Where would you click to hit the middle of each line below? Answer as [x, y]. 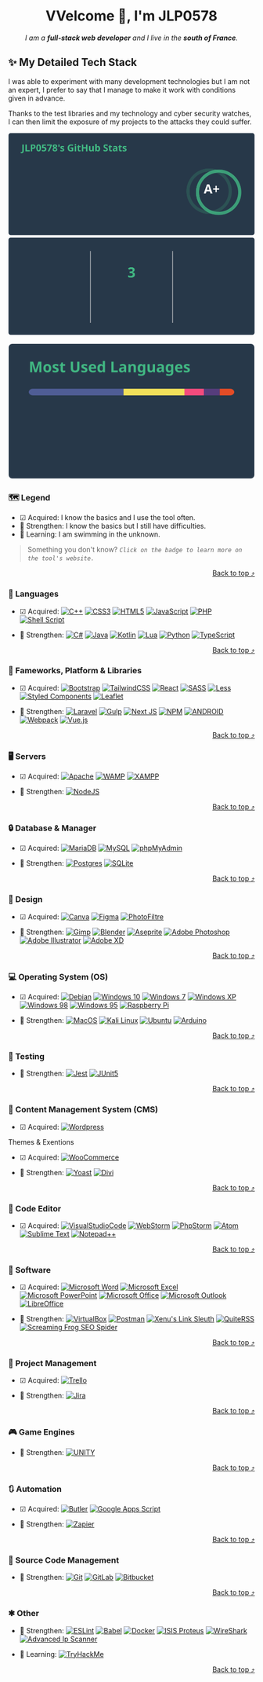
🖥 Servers [27, 756]
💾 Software [29, 1270]
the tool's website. [61, 559]
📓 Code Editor [34, 1208]
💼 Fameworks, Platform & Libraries [75, 671]
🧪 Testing [27, 1056]
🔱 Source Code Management [64, 1560]
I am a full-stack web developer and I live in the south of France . [131, 38]
